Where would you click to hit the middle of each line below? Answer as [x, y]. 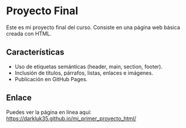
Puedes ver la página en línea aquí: [49, 112]
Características [35, 52]
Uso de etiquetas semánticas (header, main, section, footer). [89, 66]
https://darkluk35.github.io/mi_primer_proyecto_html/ [71, 118]
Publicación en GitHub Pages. [51, 79]
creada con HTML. [29, 33]
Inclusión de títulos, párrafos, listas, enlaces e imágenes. [84, 73]
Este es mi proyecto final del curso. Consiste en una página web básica [93, 27]
